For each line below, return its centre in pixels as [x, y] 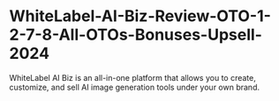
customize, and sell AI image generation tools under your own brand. [135, 87]
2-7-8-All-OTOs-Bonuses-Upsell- [136, 35]
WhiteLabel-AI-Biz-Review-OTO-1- [140, 16]
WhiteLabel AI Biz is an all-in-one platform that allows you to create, [132, 77]
